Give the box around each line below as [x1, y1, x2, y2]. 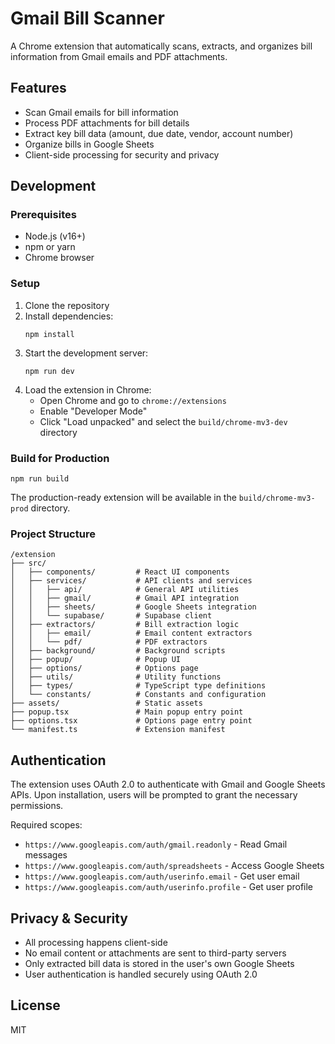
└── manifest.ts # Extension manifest [10, 725, 226, 735]
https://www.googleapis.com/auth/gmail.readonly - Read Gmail [24, 838, 288, 851]
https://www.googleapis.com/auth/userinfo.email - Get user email [24, 870, 300, 882]
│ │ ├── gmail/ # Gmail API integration [10, 593, 240, 604]
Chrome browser [24, 252, 95, 264]
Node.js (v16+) [24, 230, 86, 242]
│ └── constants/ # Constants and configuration [10, 690, 267, 700]
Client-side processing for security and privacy [24, 148, 220, 161]
